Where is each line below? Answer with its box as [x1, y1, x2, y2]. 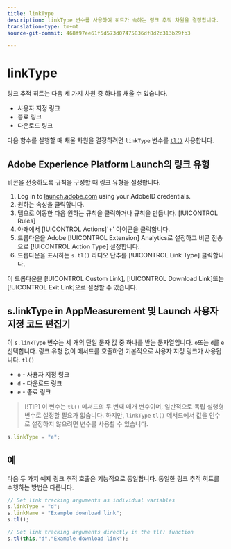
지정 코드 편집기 [7, 319, 71, 330]
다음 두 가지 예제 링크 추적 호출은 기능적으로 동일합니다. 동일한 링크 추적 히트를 [7, 474, 220, 482]
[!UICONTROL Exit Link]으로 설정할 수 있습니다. [7, 283, 138, 292]
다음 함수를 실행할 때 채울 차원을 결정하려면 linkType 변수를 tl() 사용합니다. [7, 136, 215, 144]
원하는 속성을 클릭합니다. [17, 201, 85, 208]
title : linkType [7, 10, 54, 17]
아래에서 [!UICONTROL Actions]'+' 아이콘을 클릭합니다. [17, 225, 170, 233]
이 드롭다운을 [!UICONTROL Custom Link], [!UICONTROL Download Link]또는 [7, 275, 224, 282]
